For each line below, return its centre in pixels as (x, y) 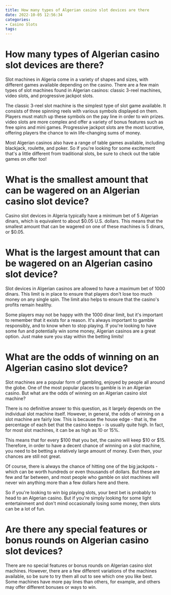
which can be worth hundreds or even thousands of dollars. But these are (83, 472)
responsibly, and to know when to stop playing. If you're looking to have (81, 325)
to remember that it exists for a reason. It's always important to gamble (80, 320)
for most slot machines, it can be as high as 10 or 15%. (63, 430)
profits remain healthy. (29, 304)
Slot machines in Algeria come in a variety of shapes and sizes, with (77, 79)
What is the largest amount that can (83, 252)
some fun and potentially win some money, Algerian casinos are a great (80, 331)
